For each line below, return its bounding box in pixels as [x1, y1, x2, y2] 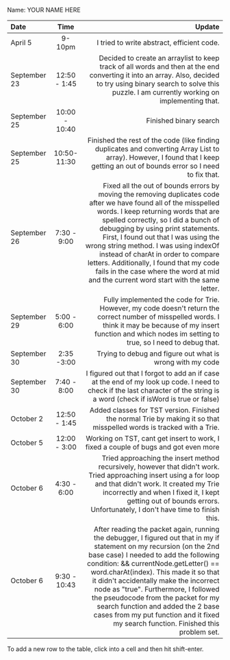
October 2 [10, 414, 43, 424]
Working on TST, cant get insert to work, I [86, 434, 220, 443]
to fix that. [187, 170, 220, 179]
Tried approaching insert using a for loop [88, 471, 220, 480]
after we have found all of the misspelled [88, 198, 220, 208]
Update [194, 22, 220, 32]
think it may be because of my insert [102, 321, 220, 330]
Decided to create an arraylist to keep [99, 53, 220, 62]
